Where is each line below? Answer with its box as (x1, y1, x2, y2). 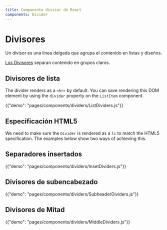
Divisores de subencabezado (5, 178, 98, 186)
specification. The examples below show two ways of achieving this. (5, 135, 146, 141)
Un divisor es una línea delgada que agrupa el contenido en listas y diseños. (5, 50, 162, 56)
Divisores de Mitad (5, 205, 65, 214)
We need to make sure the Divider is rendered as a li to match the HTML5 (5, 130, 160, 136)
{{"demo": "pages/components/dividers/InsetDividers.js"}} (5, 163, 126, 169)
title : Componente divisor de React (5, 7, 81, 12)
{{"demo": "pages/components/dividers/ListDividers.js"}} (5, 102, 123, 108)
